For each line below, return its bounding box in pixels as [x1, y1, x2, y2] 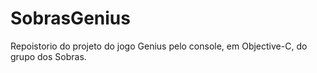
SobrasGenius [10, 7, 131, 30]
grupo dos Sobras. [10, 50, 87, 62]
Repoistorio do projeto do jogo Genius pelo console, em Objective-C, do [10, 40, 308, 52]
